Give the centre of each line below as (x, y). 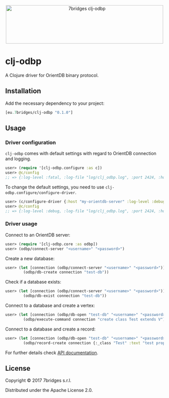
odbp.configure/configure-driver (40, 193)
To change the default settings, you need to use (55, 187)
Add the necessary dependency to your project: (55, 103)
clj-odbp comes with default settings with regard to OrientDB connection (81, 154)
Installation (23, 91)
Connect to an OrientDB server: (38, 235)
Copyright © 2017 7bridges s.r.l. (38, 380)
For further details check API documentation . (52, 353)
